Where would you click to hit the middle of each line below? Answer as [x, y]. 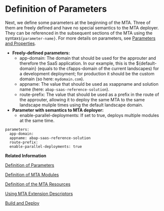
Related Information [26, 156]
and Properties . [21, 43]
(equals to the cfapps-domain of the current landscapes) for [98, 68]
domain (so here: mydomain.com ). [52, 79]
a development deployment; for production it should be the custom [87, 73]
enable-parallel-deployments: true [46, 146]
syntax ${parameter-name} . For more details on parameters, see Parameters [80, 38]
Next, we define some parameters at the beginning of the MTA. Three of [78, 23]
